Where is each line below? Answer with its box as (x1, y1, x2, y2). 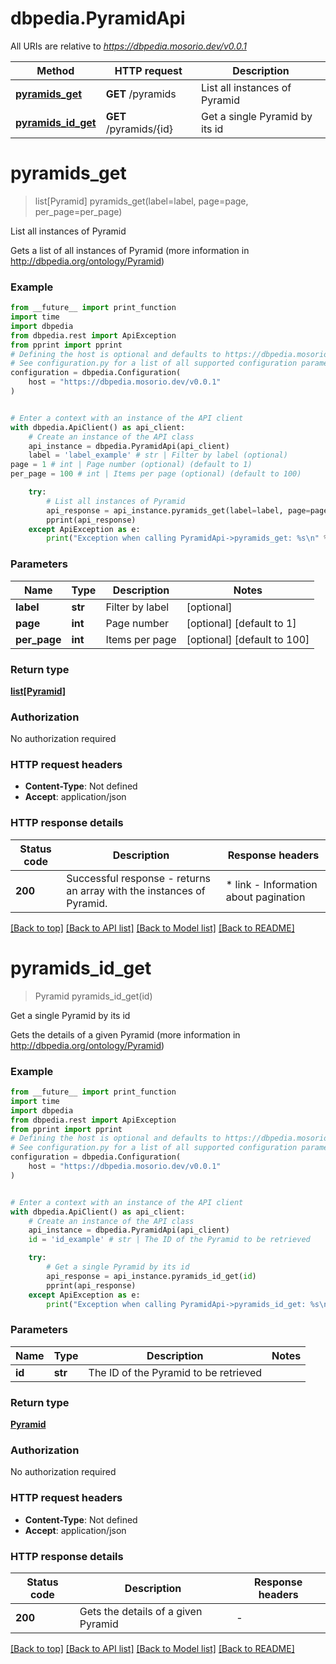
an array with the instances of (66, 883, 206, 897)
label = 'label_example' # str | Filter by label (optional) (28, 450, 288, 461)
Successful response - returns (66, 871, 212, 885)
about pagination (225, 890, 306, 904)
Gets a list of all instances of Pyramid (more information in (10, 244, 250, 256)
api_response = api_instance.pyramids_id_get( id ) (46, 1271, 257, 1281)
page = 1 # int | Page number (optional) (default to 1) (10, 460, 253, 470)
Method (36, 63, 75, 77)
